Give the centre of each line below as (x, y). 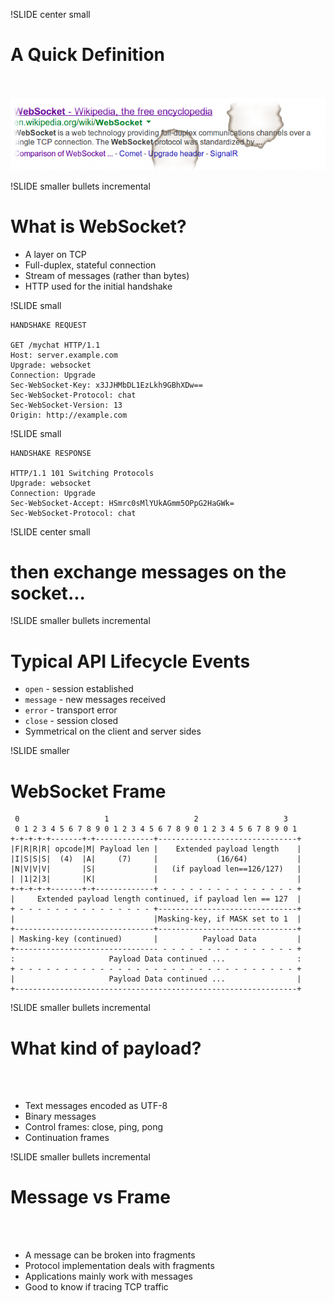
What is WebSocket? (98, 226)
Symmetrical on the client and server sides (113, 731)
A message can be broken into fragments (110, 1255)
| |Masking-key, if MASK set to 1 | (156, 919)
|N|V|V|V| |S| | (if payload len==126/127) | (156, 869)
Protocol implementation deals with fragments (119, 1266)
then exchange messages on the (148, 571)
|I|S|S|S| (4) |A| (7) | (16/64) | (156, 859)
